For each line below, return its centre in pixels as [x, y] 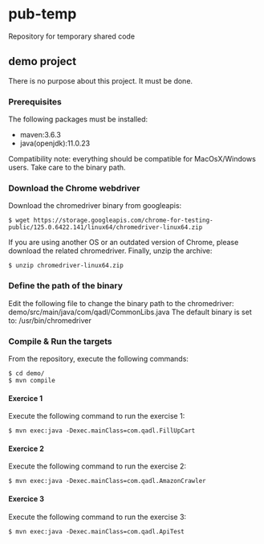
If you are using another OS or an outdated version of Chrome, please [124, 243]
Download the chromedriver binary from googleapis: [95, 206]
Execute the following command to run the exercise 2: [97, 466]
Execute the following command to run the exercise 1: [97, 416]
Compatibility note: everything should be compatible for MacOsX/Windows [132, 159]
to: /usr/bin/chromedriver [50, 320]
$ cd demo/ [26, 373]
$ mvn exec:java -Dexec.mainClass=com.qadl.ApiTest [96, 531]
